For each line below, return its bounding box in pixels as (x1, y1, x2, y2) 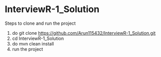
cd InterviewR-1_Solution (12, 35, 64, 41)
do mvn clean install (12, 40, 54, 46)
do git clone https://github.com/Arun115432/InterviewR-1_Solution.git (12, 30, 156, 36)
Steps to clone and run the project (5, 20, 76, 26)
